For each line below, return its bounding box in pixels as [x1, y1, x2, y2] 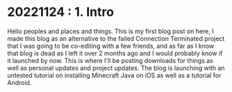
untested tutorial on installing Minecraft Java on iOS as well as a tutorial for [7, 71, 222, 80]
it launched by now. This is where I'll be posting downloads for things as [7, 56, 214, 64]
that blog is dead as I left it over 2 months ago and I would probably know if [7, 49, 223, 57]
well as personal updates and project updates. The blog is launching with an [7, 64, 225, 72]
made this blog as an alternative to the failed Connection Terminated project [7, 34, 225, 42]
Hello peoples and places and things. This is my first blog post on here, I [7, 27, 214, 35]
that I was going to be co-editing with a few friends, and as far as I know [7, 42, 215, 50]
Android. [7, 78, 32, 86]
